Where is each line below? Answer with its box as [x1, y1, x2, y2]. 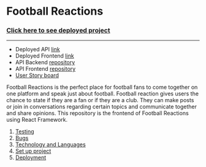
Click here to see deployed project [6, 26, 110, 35]
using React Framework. [6, 116, 68, 124]
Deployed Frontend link [15, 52, 75, 59]
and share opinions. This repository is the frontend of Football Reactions [6, 109, 189, 117]
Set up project [15, 147, 51, 155]
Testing [15, 128, 35, 135]
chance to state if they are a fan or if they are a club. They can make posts [6, 97, 194, 104]
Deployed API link [15, 46, 60, 53]
